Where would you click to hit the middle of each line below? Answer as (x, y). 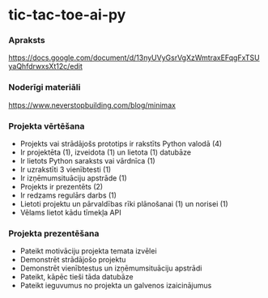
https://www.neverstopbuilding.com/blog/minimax (92, 105)
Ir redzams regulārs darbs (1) (68, 195)
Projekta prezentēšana (54, 234)
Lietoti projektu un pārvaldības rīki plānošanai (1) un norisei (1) (124, 204)
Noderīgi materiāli (45, 87)
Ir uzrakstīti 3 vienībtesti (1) (66, 170)
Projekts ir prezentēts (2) (62, 187)
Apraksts (27, 40)
